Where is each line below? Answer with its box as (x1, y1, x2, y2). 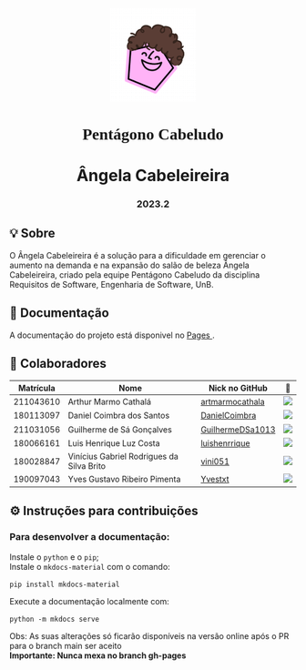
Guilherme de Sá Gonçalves (67, 423, 173, 435)
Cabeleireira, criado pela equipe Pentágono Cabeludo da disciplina (9, 269, 260, 280)
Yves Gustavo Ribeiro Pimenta (67, 473, 181, 485)
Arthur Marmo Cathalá (67, 396, 152, 408)
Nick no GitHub (208, 382, 268, 393)
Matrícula (17, 382, 56, 393)
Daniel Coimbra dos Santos (67, 410, 170, 421)
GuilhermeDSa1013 (199, 423, 276, 435)
